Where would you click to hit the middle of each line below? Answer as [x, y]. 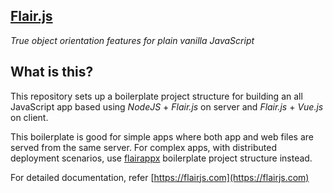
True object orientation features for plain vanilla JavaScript [132, 40]
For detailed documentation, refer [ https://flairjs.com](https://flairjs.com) [160, 177]
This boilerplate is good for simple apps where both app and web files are [162, 136]
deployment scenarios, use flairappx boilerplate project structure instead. [161, 158]
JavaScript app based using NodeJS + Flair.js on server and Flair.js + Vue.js [167, 106]
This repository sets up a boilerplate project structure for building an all [156, 96]
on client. [29, 117]
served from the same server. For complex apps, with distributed [143, 147]
